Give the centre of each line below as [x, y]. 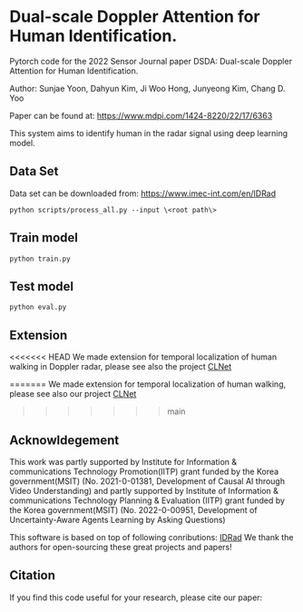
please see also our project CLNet [73, 394]
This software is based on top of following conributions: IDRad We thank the [151, 537]
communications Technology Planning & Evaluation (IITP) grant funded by [147, 500]
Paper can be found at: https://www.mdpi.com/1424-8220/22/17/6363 [141, 115]
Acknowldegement [64, 440]
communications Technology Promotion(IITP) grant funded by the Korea [144, 471]
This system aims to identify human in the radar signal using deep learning [149, 133]
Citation [33, 575]
